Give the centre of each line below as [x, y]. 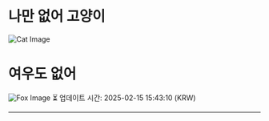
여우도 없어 [42, 74]
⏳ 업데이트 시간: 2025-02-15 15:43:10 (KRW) [124, 98]
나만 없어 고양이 [57, 16]
